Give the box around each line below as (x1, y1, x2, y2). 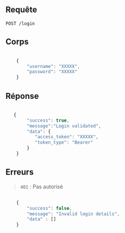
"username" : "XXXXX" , (27, 63, 81, 69)
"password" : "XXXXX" (27, 69, 78, 75)
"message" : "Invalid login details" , (27, 211, 120, 217)
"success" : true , (27, 117, 69, 123)
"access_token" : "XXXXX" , (34, 134, 99, 140)
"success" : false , (27, 205, 72, 211)
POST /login (5, 20, 35, 26)
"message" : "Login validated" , (27, 123, 101, 129)
